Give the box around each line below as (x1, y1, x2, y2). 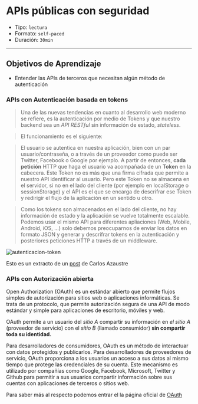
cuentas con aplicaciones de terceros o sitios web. (6, 380, 130, 387)
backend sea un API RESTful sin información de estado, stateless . (20, 121, 181, 129)
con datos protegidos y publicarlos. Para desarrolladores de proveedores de (6, 349, 192, 356)
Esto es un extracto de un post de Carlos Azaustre (6, 260, 128, 267)
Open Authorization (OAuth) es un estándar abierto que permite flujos (6, 288, 176, 295)
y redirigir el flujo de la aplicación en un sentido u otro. (20, 195, 153, 202)
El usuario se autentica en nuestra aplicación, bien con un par (20, 144, 171, 152)
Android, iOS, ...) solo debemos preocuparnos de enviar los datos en (20, 225, 187, 232)
